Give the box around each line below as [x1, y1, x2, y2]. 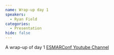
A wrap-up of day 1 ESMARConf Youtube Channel [5, 44, 109, 50]
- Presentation [10, 26, 42, 31]
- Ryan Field [10, 16, 37, 21]
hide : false [5, 30, 30, 35]
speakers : [5, 12, 26, 17]
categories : [5, 21, 30, 26]
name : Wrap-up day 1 [5, 7, 49, 12]
